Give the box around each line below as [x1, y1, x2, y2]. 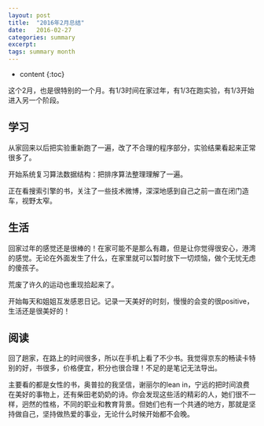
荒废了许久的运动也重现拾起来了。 [8, 279, 119, 289]
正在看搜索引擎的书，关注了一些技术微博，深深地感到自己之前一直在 [8, 186, 229, 195]
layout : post [8, 11, 51, 20]
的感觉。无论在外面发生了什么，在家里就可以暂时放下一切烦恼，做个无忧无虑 [8, 253, 256, 263]
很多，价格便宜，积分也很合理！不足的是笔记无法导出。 [42, 363, 222, 373]
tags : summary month [8, 48, 76, 56]
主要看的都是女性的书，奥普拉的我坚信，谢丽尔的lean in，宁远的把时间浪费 [8, 380, 250, 389]
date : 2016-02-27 [8, 26, 72, 34]
